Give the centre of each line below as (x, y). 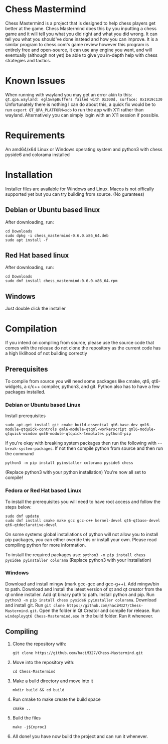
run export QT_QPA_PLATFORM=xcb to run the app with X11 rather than (74, 109)
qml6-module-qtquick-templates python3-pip (85, 434)
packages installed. (25, 392)
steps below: (18, 507)
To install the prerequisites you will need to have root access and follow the (83, 502)
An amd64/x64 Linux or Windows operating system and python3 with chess (84, 149)
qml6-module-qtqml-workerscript (93, 429)
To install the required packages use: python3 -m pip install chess (75, 554)
